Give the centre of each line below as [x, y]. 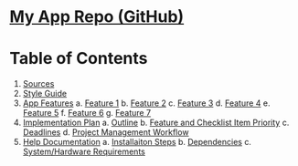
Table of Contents [79, 59]
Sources [38, 84]
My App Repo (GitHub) [97, 17]
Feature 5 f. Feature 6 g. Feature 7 [87, 113]
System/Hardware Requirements [84, 151]
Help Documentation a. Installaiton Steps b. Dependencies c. [137, 142]
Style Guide [44, 94]
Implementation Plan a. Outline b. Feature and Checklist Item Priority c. [156, 123]
